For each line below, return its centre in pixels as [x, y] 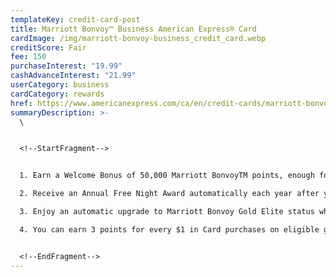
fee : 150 [28, 57]
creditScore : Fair [48, 47]
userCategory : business [60, 85]
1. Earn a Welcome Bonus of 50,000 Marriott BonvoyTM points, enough [167, 176]
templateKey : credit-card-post [75, 19]
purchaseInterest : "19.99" [66, 66]
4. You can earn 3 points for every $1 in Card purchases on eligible [169, 229]
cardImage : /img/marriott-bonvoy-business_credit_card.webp [138, 38]
